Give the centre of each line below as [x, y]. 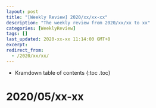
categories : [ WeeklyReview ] [41, 28]
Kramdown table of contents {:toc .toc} [63, 72]
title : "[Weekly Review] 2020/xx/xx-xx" [57, 17]
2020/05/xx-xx [45, 96]
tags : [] [17, 34]
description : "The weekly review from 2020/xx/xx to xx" [78, 23]
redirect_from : [25, 50]
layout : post [22, 12]
